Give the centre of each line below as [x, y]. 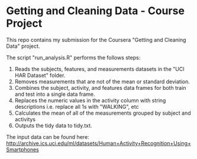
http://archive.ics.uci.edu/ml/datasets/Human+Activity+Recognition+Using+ [98, 143]
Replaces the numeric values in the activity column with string [90, 100]
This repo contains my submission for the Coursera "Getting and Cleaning [96, 40]
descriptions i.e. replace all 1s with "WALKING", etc [77, 106]
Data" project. [23, 46]
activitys [25, 119]
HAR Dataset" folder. [40, 75]
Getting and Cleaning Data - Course [96, 11]
